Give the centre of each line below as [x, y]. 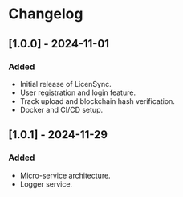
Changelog [46, 14]
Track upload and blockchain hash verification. [97, 101]
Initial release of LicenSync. [66, 84]
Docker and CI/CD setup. [61, 109]
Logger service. [46, 184]
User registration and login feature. [78, 92]
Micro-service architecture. [65, 175]
